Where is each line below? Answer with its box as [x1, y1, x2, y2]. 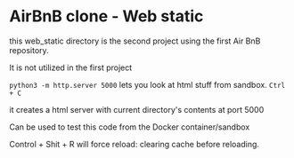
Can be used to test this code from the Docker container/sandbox [9, 122, 250, 132]
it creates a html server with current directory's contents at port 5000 [9, 104, 265, 115]
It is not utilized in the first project [9, 62, 133, 73]
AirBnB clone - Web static [9, 6, 204, 27]
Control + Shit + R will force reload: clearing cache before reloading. [9, 138, 260, 149]
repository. [9, 44, 49, 55]
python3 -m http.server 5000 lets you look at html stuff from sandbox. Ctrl [9, 79, 286, 90]
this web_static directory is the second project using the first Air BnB [9, 36, 261, 46]
